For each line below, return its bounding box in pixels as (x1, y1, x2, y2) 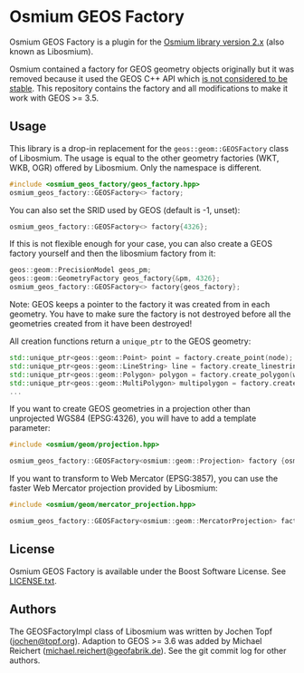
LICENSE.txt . (9, 575, 57, 586)
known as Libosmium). (9, 45, 93, 56)
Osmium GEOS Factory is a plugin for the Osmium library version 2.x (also (9, 36, 285, 47)
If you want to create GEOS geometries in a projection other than (9, 404, 251, 415)
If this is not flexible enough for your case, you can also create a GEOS (9, 239, 273, 249)
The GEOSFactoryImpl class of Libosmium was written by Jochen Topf (9, 626, 273, 637)
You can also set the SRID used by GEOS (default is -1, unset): (9, 204, 241, 215)
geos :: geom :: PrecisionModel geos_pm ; (9, 266, 152, 275)
